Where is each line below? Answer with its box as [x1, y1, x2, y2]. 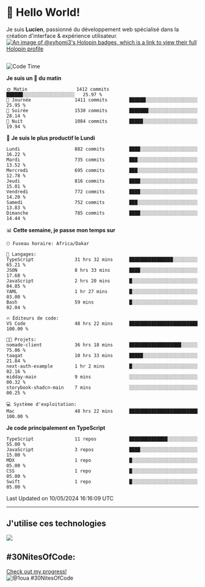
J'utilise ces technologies [6, 518, 107, 528]
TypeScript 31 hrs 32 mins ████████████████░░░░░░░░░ [6, 257, 198, 263]
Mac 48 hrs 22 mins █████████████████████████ [6, 408, 198, 414]
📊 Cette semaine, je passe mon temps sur [6, 227, 116, 234]
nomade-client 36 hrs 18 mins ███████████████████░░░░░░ [6, 342, 198, 348]
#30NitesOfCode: [6, 552, 76, 562]
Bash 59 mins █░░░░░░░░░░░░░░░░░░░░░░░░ [6, 299, 198, 305]
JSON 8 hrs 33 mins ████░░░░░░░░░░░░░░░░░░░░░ [6, 268, 198, 274]
